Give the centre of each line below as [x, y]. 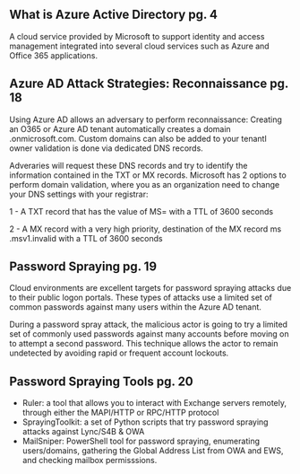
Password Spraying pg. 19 [83, 267]
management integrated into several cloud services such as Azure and [140, 46]
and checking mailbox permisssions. [90, 461]
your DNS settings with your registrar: [79, 194]
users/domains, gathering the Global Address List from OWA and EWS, [153, 451]
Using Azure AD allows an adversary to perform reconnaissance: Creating [146, 119]
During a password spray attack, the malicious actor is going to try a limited [149, 325]
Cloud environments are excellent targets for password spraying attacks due [150, 288]
